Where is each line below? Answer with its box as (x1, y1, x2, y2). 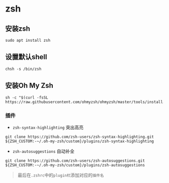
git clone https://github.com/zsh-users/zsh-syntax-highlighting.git (5, 134, 154, 139)
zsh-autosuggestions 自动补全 (12, 148, 74, 154)
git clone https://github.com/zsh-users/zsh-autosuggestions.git (5, 158, 145, 163)
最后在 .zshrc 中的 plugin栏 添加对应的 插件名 (17, 172, 104, 178)
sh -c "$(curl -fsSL (5, 95, 49, 100)
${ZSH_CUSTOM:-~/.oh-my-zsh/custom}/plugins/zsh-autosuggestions (5, 162, 145, 167)
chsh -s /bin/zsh (5, 66, 42, 71)
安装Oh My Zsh (5, 81, 54, 90)
